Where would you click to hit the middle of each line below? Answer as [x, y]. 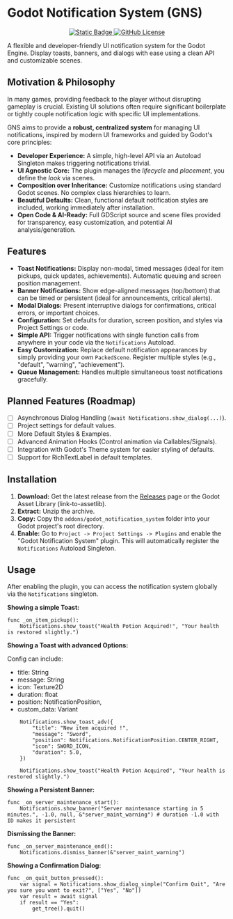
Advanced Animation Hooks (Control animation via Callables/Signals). [117, 441]
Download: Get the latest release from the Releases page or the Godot [119, 496]
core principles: [30, 142]
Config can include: [35, 659]
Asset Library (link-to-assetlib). [62, 503]
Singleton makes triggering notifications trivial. [84, 163]
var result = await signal [59, 897]
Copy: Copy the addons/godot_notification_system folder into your [113, 518]
